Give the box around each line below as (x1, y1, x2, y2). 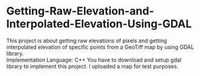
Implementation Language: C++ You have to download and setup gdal (6, 56, 182, 63)
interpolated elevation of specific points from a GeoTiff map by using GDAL (6, 43, 195, 51)
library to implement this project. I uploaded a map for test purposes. (6, 62, 179, 70)
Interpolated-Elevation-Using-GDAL (6, 17, 192, 31)
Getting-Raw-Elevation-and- (6, 4, 154, 18)
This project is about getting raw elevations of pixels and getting (6, 37, 167, 44)
